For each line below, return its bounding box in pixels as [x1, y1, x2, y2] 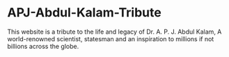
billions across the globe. [7, 42, 79, 50]
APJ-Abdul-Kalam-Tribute [7, 5, 161, 21]
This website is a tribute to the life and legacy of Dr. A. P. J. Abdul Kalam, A [7, 27, 222, 36]
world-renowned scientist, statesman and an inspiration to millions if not [7, 34, 214, 43]
